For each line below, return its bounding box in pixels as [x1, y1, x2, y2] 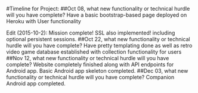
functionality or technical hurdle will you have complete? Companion [6, 74, 175, 80]
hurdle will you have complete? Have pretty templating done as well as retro [6, 42, 193, 49]
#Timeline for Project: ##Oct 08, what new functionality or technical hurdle [6, 5, 190, 12]
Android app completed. [6, 80, 66, 87]
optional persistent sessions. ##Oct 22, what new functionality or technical [6, 36, 191, 42]
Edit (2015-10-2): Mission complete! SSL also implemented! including [6, 29, 175, 36]
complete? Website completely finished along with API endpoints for [6, 61, 174, 68]
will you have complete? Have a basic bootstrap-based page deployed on [6, 11, 187, 18]
